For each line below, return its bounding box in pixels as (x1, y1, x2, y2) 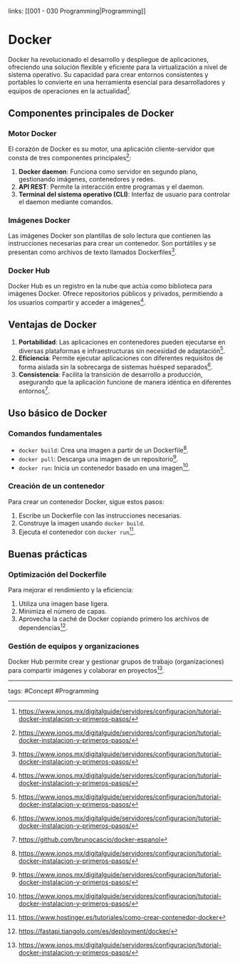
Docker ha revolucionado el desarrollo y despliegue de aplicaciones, (8, 55, 209, 63)
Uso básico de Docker (8, 407, 108, 419)
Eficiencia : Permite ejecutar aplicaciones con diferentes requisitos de (18, 354, 224, 362)
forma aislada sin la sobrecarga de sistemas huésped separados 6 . (18, 362, 213, 371)
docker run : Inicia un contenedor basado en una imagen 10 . (18, 462, 191, 472)
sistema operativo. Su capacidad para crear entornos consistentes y (8, 70, 209, 78)
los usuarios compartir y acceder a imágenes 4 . (8, 297, 146, 306)
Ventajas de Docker (8, 319, 97, 331)
